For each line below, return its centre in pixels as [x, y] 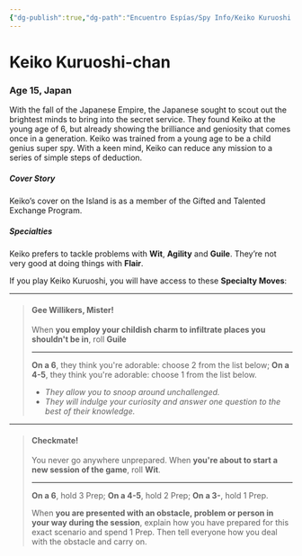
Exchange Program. [46, 211]
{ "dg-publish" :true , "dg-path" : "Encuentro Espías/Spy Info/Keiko [132, 18]
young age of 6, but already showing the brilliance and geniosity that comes [150, 129]
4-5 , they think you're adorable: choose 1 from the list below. [144, 375]
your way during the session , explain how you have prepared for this [160, 523]
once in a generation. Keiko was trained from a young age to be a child [140, 139]
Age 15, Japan [40, 90]
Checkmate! [55, 440]
